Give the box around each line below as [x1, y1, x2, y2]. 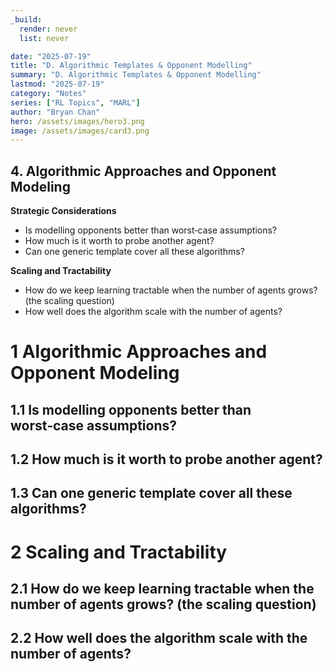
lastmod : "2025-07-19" [10, 79, 105, 90]
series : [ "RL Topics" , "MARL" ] [10, 97, 141, 108]
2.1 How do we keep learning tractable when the [10, 581, 315, 597]
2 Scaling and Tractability [10, 541, 228, 563]
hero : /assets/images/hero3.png [10, 116, 145, 126]
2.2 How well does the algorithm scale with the [10, 630, 308, 647]
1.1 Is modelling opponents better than [10, 401, 252, 418]
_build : [10, 14, 43, 25]
